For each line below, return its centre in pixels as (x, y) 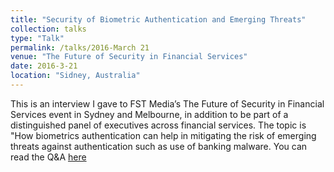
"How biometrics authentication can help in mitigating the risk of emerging (163, 135)
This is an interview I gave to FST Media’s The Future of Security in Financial (167, 103)
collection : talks (48, 29)
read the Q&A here (48, 157)
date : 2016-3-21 (44, 66)
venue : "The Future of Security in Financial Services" (129, 57)
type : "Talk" (37, 38)
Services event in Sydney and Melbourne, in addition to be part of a (149, 114)
